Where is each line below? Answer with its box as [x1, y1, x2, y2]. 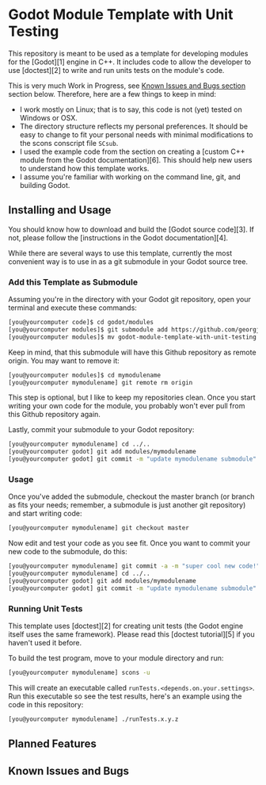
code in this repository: [8, 699, 84, 709]
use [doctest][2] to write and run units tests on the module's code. [8, 65, 225, 75]
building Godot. [19, 180, 70, 190]
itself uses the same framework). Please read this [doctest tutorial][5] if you [8, 630, 255, 639]
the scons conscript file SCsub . [19, 138, 119, 147]
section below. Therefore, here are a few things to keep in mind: [8, 89, 216, 98]
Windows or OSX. [19, 113, 78, 122]
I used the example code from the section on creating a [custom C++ [19, 147, 245, 156]
